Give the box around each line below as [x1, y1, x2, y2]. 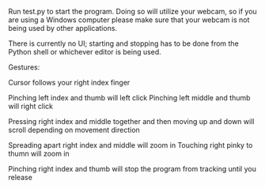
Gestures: [8, 62, 40, 72]
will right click [8, 102, 54, 111]
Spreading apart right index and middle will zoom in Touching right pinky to [8, 141, 253, 149]
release [8, 173, 33, 182]
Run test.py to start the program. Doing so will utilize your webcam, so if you [8, 7, 257, 16]
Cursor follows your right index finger [8, 78, 131, 87]
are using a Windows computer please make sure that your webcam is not [8, 15, 250, 24]
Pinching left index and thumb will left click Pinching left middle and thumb [8, 93, 251, 102]
